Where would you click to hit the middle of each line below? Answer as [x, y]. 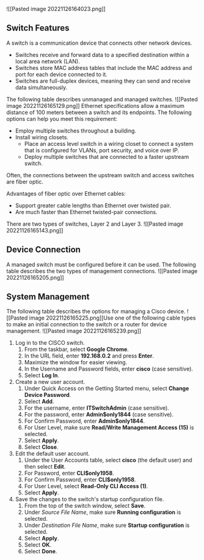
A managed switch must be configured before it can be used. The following [101, 264]
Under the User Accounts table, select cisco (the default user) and [108, 460]
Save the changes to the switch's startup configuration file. [89, 499]
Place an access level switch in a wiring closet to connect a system [109, 144]
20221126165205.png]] [35, 277]
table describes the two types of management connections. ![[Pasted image [102, 271]
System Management [48, 297]
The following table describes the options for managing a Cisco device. [96, 312]
